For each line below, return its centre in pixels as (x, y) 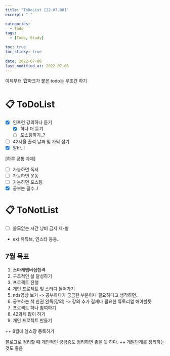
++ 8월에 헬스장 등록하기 (30, 331)
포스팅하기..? (33, 135)
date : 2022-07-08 (24, 61)
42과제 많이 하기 (29, 314)
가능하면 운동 (26, 176)
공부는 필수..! (26, 188)
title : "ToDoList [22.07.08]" (37, 10)
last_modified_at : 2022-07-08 (37, 66)
